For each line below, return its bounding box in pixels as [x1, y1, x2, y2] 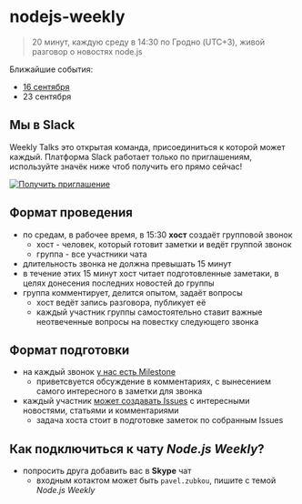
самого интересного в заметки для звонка [35, 386, 203, 397]
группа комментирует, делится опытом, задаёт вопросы [22, 287, 243, 297]
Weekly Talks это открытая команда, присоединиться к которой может [9, 141, 286, 152]
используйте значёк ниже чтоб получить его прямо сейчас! [9, 161, 243, 172]
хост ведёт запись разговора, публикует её [35, 297, 206, 307]
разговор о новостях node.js [31, 45, 143, 56]
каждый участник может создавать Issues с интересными [22, 396, 250, 407]
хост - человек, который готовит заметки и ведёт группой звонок [35, 238, 293, 249]
